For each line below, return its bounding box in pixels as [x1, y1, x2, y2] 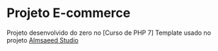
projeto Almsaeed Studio [6, 35, 79, 44]
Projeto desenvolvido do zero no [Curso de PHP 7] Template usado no [6, 28, 212, 37]
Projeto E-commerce [6, 5, 131, 21]
